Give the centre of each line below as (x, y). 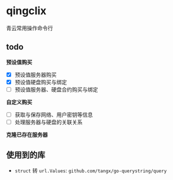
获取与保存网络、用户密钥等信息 (54, 114)
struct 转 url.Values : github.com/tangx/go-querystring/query (91, 171)
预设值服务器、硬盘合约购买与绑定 (56, 89)
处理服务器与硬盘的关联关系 (49, 122)
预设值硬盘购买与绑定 (41, 82)
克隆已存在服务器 (27, 135)
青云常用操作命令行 (30, 28)
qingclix (26, 11)
